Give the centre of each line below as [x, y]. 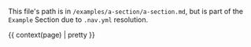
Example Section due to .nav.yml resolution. [78, 20]
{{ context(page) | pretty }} [52, 35]
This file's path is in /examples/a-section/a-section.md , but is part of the [126, 11]
